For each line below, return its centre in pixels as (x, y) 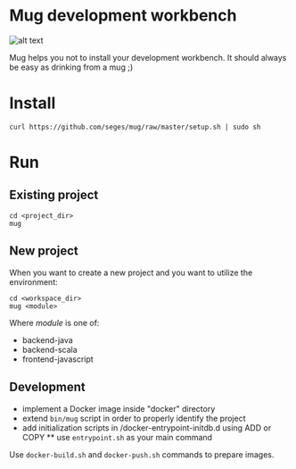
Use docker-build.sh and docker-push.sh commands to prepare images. (142, 454)
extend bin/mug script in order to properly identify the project (134, 418)
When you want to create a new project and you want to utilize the (131, 272)
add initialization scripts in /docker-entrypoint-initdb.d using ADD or (147, 427)
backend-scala (49, 349)
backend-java (47, 339)
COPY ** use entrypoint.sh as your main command (117, 437)
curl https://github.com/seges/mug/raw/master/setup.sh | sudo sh (135, 127)
